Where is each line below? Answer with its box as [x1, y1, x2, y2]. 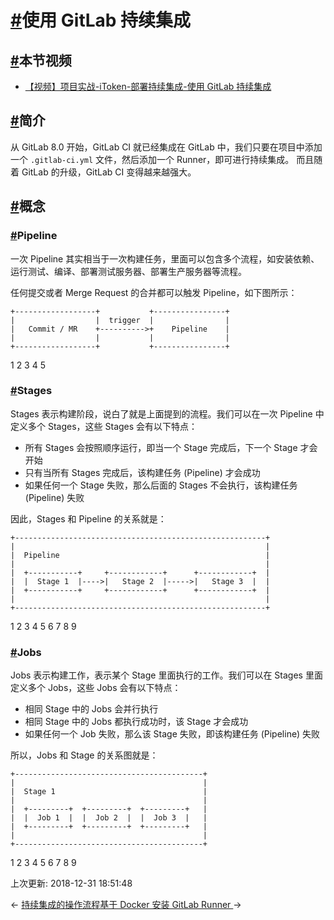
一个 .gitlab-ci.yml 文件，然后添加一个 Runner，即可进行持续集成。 [10, 153, 295, 165]
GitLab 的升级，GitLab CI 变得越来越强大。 [21, 166, 197, 178]
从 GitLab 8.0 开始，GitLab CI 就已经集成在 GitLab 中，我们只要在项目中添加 [10, 141, 323, 153]
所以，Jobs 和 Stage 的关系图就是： [10, 749, 159, 761]
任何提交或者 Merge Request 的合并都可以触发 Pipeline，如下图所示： [10, 286, 298, 298]
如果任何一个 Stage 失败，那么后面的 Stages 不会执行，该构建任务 [24, 479, 298, 491]
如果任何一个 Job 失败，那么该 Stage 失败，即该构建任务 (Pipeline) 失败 [24, 728, 321, 740]
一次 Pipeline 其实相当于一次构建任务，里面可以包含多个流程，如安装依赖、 [10, 252, 320, 265]
